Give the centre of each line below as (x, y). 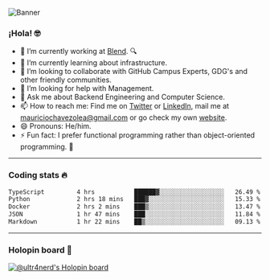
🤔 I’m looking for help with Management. (87, 89)
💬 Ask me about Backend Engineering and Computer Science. (122, 97)
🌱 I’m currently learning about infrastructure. (94, 63)
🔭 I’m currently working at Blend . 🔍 (78, 51)
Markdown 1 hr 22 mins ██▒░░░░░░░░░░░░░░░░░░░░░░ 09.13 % (135, 222)
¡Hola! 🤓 (25, 33)
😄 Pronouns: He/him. (55, 126)
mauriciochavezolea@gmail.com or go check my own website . (123, 117)
